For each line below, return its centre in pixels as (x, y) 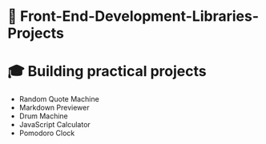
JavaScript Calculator (55, 125)
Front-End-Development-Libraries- (140, 16)
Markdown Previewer (54, 108)
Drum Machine (44, 116)
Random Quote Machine (59, 99)
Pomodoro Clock (47, 133)
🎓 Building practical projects (107, 72)
